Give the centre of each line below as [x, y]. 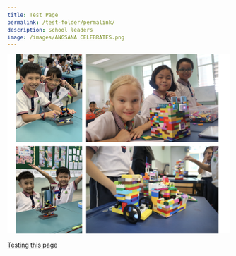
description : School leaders [50, 30]
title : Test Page [33, 15]
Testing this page [33, 245]
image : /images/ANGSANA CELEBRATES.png [66, 37]
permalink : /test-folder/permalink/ [61, 22]
